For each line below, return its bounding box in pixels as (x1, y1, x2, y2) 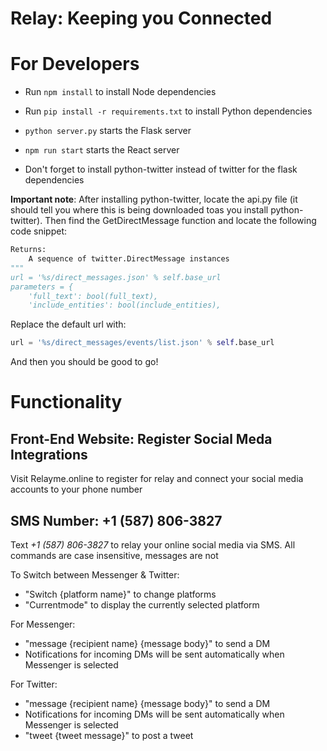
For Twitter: (10, 678, 58, 690)
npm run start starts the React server (24, 144, 180, 156)
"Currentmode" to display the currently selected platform (24, 598, 260, 611)
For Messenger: (10, 618, 76, 630)
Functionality (10, 391, 123, 414)
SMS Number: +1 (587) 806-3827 (10, 512, 223, 529)
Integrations (10, 446, 88, 463)
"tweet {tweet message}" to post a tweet (24, 729, 194, 741)
